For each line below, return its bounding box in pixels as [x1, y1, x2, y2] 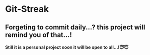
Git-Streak [5, 3, 49, 15]
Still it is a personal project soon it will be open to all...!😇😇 [5, 44, 129, 50]
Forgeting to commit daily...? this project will [5, 23, 146, 31]
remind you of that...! [5, 30, 72, 39]
